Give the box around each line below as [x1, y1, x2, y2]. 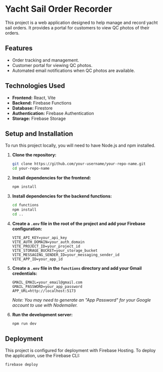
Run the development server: [12, 311, 73, 317]
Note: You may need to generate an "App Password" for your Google [12, 297, 151, 303]
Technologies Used [5, 82, 65, 90]
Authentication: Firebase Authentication [12, 110, 94, 116]
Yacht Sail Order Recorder [5, 3, 112, 15]
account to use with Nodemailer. [12, 302, 78, 308]
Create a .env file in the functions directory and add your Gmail [12, 265, 142, 271]
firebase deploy [5, 362, 38, 367]
